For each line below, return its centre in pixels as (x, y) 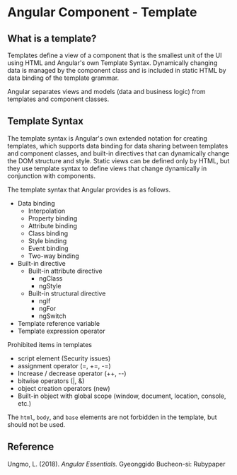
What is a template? (52, 39)
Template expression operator (61, 331)
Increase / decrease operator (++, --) (72, 373)
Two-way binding (53, 256)
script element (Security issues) (64, 358)
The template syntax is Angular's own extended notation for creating (107, 138)
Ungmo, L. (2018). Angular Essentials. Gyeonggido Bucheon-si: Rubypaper (116, 464)
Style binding (47, 240)
